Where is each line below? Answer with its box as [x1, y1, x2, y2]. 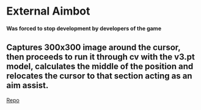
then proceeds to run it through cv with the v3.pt [6, 52, 196, 62]
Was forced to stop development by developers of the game [6, 24, 162, 32]
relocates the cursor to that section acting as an [6, 71, 192, 81]
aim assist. [6, 80, 49, 91]
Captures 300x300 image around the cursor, [6, 43, 181, 53]
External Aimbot [6, 4, 90, 18]
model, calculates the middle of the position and [6, 61, 194, 72]
